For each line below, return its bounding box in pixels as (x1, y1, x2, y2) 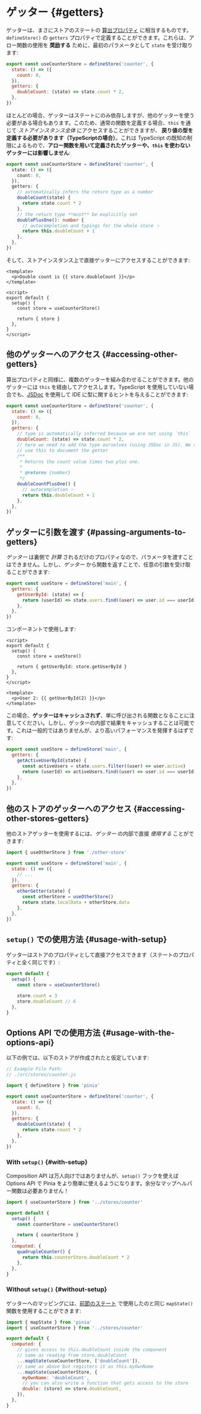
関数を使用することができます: (6, 1307, 82, 1314)
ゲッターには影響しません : (6, 149, 71, 156)
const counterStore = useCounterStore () (17, 1221, 119, 1227)
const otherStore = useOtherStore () (22, 894, 114, 900)
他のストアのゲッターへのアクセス (6, 803, 132, 814)
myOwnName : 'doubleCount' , (22, 1374, 90, 1381)
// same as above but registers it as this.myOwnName (17, 1364, 154, 1370)
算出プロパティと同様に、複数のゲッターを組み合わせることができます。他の (6, 376, 194, 383)
